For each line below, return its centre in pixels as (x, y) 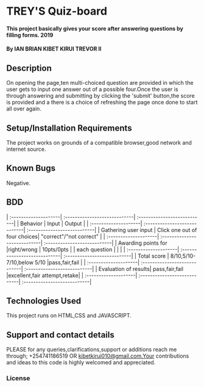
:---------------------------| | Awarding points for (105, 243)
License (18, 378)
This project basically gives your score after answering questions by (95, 28)
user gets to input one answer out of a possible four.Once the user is (92, 89)
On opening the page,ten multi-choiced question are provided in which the (100, 83)
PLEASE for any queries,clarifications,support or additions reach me (92, 350)
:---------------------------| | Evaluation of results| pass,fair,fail (104, 269)
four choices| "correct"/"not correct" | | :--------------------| (83, 236)
